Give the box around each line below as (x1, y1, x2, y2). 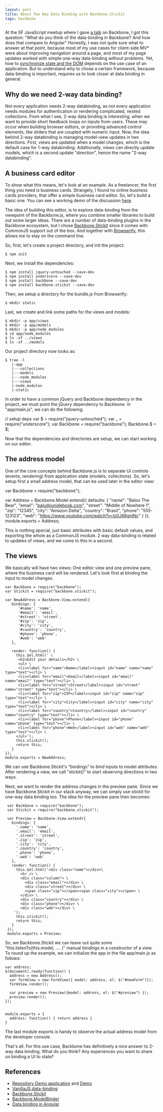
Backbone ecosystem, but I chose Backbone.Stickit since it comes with (5, 223, 148, 228)
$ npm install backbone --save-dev (5, 278, 77, 283)
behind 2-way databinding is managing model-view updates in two (5, 134, 139, 140)
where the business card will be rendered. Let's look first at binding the (5, 570, 148, 575)
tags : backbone (5, 16, 36, 21)
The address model (5, 455, 65, 463)
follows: (5, 955, 21, 961)
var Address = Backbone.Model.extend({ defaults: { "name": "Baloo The (5, 497, 149, 503)
